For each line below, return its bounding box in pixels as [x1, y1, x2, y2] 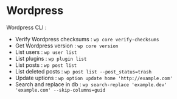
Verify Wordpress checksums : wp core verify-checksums [15, 35, 159, 43]
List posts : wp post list [15, 61, 77, 69]
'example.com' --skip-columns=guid [15, 87, 106, 93]
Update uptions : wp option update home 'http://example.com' [15, 74, 173, 81]
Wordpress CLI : [6, 24, 47, 31]
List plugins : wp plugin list [15, 55, 87, 62]
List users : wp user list [15, 48, 77, 55]
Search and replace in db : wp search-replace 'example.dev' [15, 80, 167, 88]
